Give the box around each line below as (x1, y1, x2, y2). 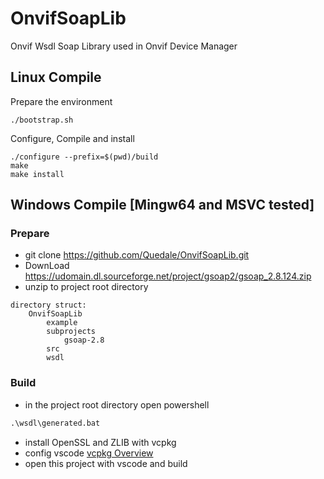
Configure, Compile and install (10, 132, 135, 144)
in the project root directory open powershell (24, 398, 210, 411)
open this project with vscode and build (24, 457, 188, 469)
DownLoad (24, 260, 70, 272)
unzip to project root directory (24, 281, 149, 293)
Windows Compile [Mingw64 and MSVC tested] (10, 197, 315, 214)
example (46, 318, 78, 328)
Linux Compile (10, 69, 102, 86)
